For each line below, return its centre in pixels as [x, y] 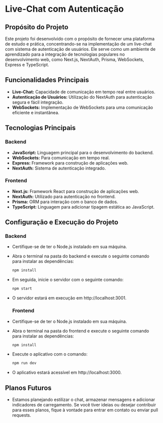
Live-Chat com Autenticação [64, 9]
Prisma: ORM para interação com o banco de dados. [65, 202]
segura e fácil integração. [38, 102]
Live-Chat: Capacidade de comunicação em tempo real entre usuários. [84, 92]
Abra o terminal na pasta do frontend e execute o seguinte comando [81, 331]
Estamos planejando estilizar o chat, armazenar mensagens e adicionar [83, 400]
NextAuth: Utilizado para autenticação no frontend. [64, 196]
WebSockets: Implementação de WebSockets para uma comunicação [82, 107]
